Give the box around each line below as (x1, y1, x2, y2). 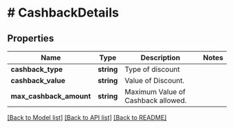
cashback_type (10, 64, 63, 74)
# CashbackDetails (7, 5, 120, 21)
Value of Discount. (124, 76, 185, 85)
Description (140, 53, 180, 62)
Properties (7, 33, 54, 44)
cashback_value (10, 76, 65, 85)
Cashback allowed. (124, 95, 187, 105)
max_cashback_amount (10, 91, 91, 101)
